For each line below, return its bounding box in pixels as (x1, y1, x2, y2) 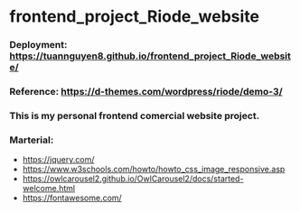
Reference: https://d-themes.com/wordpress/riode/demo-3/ (9, 86, 283, 98)
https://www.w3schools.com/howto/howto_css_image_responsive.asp (22, 164, 286, 175)
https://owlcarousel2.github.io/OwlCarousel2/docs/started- (22, 173, 244, 184)
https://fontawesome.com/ (22, 192, 122, 204)
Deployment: (9, 39, 68, 51)
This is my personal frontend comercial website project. (9, 109, 260, 122)
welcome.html (22, 183, 75, 194)
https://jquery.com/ (22, 154, 95, 165)
